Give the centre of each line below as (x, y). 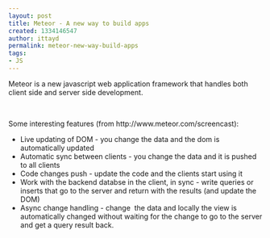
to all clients (40, 165)
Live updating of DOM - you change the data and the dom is (120, 139)
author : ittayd (34, 38)
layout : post (30, 16)
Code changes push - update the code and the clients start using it (131, 173)
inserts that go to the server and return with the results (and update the (138, 190)
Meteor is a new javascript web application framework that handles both (128, 84)
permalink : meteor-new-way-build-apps (73, 46)
